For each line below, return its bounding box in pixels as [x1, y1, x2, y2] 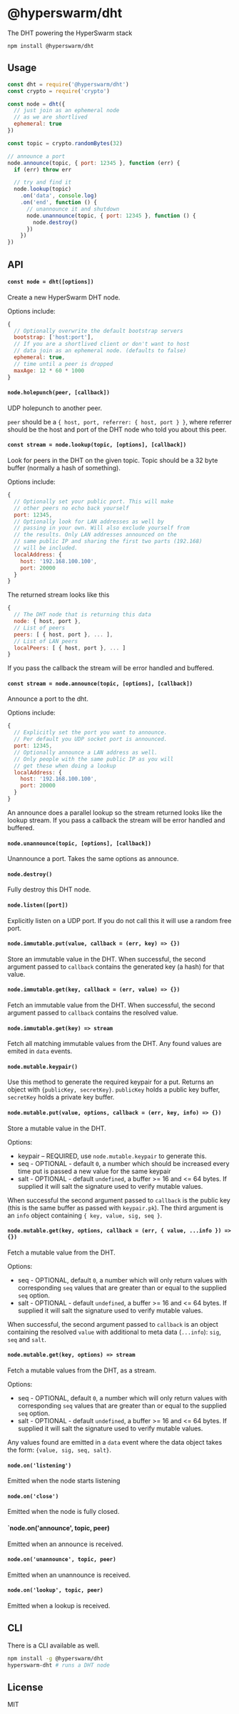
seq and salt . [7, 1335, 46, 1344]
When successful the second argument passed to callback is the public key [7, 1195, 230, 1205]
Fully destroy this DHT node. [7, 885, 91, 894]
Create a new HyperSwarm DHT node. [7, 293, 121, 302]
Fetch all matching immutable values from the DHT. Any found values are [7, 1040, 223, 1048]
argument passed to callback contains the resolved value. [7, 1008, 178, 1017]
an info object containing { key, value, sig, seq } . [7, 1211, 163, 1220]
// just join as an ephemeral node [14, 107, 120, 114]
